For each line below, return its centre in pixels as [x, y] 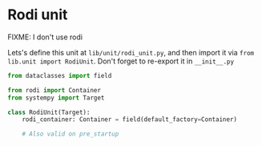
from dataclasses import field [60, 75]
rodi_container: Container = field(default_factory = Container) [130, 120]
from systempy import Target [56, 98]
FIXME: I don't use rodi [45, 37]
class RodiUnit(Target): [49, 112]
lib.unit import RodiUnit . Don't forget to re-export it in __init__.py [121, 61]
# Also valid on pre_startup [71, 134]
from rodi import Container [54, 90]
